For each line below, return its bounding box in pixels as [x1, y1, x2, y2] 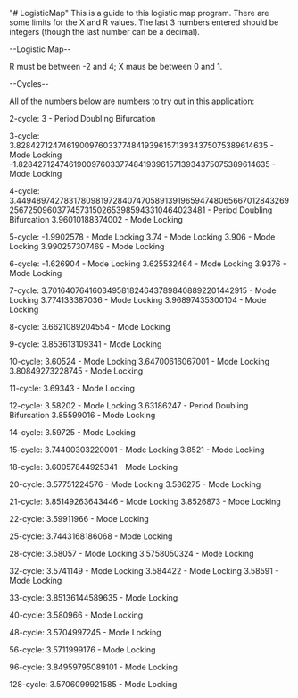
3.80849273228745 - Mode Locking [9, 366, 144, 376]
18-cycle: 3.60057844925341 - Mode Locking [9, 462, 178, 472]
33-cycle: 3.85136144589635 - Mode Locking [9, 593, 178, 602]
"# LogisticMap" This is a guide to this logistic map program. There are [9, 8, 269, 18]
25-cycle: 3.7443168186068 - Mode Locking [9, 531, 173, 542]
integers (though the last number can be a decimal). [9, 27, 201, 37]
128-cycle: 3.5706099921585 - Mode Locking [9, 679, 178, 689]
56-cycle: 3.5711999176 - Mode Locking [9, 644, 156, 655]
